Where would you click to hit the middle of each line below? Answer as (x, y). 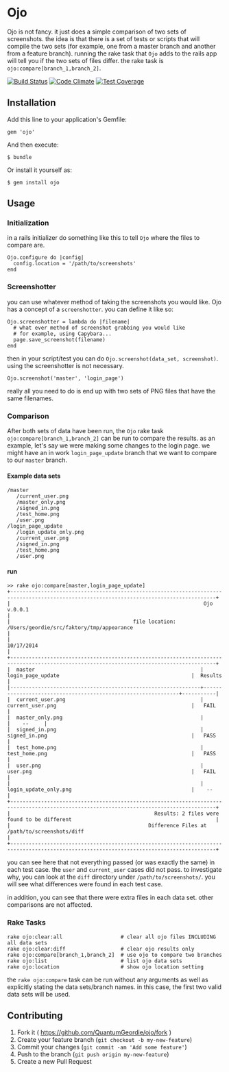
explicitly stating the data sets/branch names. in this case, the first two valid (114, 987)
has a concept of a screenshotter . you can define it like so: (90, 309)
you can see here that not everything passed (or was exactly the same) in (111, 862)
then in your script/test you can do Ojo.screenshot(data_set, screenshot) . (113, 358)
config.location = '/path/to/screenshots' (75, 264)
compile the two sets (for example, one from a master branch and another (111, 46)
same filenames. (30, 398)
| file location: (92, 622)
